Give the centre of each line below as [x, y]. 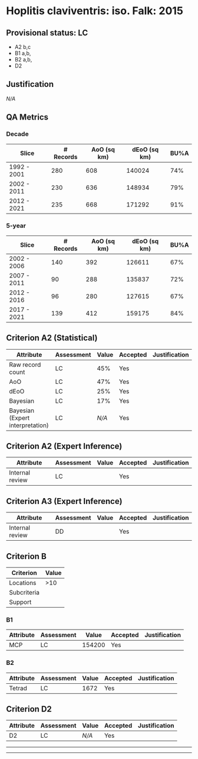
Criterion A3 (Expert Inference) [64, 501]
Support [20, 602]
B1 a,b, [23, 53]
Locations [23, 583]
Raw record [25, 364]
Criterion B [27, 556]
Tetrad [18, 688]
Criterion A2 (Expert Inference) [64, 446]
